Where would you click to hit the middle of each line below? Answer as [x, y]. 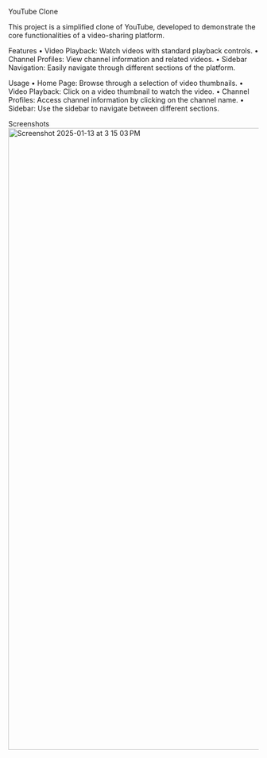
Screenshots [29, 124]
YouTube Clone [33, 12]
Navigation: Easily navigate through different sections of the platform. [122, 68]
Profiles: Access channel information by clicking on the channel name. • [126, 100]
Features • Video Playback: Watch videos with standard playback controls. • [133, 51]
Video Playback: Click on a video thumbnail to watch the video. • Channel [129, 91]
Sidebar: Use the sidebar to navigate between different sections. [114, 108]
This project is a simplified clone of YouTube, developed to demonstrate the [132, 27]
